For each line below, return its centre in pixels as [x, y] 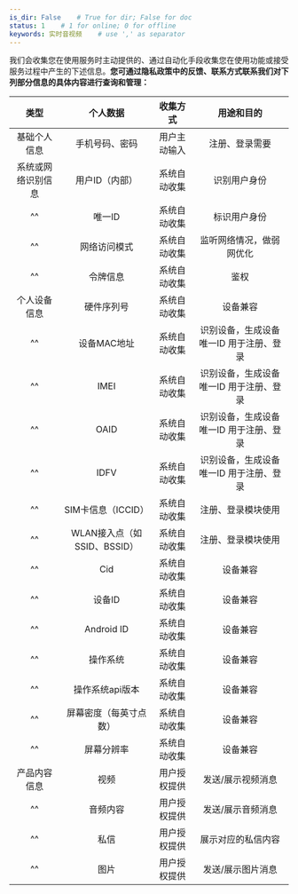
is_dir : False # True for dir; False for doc [101, 17]
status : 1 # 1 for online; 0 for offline [93, 26]
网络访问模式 [106, 247]
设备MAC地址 [106, 344]
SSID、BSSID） [106, 547]
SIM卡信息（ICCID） [106, 510]
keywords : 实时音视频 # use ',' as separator [98, 34]
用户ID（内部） [106, 180]
